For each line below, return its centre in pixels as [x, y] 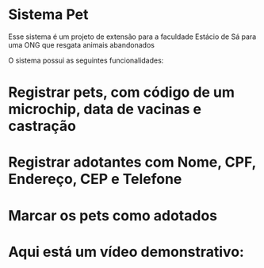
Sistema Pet [48, 15]
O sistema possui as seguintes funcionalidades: [86, 60]
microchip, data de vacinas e [105, 109]
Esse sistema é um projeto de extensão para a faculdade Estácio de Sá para [132, 36]
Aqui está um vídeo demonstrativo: [126, 252]
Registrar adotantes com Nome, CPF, [132, 162]
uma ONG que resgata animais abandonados [81, 44]
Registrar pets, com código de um [122, 92]
